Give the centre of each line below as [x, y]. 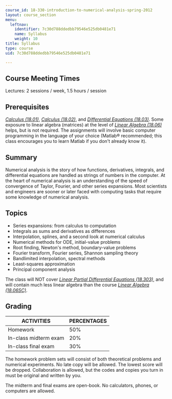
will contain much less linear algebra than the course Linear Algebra [78, 285]
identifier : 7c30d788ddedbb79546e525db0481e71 [65, 29]
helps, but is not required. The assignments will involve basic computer [80, 130]
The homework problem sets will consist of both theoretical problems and [83, 359]
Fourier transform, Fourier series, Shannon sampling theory [75, 253]
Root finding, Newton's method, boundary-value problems [74, 247]
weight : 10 [26, 39]
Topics [16, 213]
